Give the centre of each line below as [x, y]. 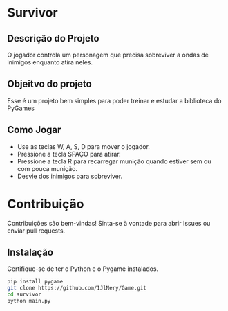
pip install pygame [35, 282]
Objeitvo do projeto [49, 84]
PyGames [21, 108]
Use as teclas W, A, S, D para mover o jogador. [84, 146]
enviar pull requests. [36, 231]
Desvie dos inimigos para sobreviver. [70, 176]
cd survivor [24, 295]
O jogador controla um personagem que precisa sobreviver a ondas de [108, 55]
